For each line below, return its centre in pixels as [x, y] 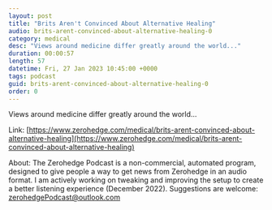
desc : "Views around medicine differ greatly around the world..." [125, 46]
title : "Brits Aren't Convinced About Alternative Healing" [112, 24]
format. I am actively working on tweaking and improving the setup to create [136, 180]
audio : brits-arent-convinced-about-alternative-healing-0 [110, 31]
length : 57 [27, 62]
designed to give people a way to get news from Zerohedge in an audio [128, 172]
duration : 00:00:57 [41, 54]
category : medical [39, 39]
